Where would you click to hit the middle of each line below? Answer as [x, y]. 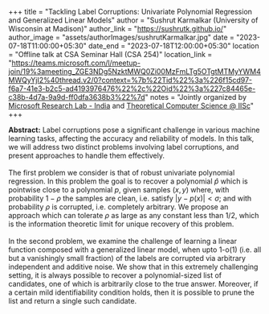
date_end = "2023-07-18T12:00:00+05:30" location [173, 46]
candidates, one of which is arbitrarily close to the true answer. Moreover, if [133, 284]
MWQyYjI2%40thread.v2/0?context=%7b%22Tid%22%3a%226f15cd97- [130, 80]
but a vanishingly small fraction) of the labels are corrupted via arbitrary [127, 258]
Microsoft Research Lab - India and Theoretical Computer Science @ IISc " [131, 105]
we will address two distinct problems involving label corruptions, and [124, 147]
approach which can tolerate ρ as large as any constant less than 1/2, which [134, 215]
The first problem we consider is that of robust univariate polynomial [122, 173]
